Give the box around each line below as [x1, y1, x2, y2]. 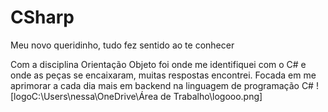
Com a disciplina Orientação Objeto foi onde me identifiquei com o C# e [10, 58, 307, 70]
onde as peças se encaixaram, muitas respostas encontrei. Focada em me [10, 69, 317, 81]
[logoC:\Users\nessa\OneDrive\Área [10, 90, 159, 102]
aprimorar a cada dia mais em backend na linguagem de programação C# [10, 79, 314, 91]
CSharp [10, 6, 75, 29]
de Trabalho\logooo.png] [160, 90, 263, 102]
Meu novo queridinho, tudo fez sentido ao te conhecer [10, 39, 235, 51]
